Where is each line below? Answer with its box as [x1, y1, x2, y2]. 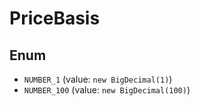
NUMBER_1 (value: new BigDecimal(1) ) [23, 73, 173, 85]
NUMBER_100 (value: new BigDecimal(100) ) [23, 84, 191, 96]
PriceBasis [9, 7, 101, 30]
